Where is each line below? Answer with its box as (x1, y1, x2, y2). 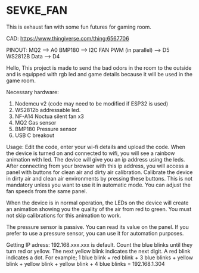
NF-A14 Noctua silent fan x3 (14, 113, 85, 120)
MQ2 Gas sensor (14, 119, 57, 126)
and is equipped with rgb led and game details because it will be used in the (6, 70, 192, 77)
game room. (6, 77, 36, 84)
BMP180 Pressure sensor (14, 125, 77, 132)
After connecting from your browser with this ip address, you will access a (6, 162, 189, 169)
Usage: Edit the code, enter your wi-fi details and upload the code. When (6, 143, 186, 150)
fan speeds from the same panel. (6, 187, 88, 194)
